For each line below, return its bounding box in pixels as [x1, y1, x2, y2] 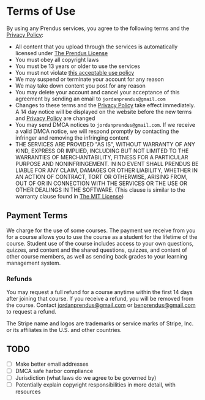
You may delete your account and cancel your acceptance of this [15, 88, 180, 96]
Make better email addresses [15, 360, 89, 368]
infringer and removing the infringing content [15, 134, 129, 142]
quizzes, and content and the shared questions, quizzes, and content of [6, 246, 188, 254]
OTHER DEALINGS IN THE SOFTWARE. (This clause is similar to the [15, 186, 185, 194]
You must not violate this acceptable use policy [15, 69, 135, 76]
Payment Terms [6, 210, 68, 221]
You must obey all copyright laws [15, 56, 99, 63]
